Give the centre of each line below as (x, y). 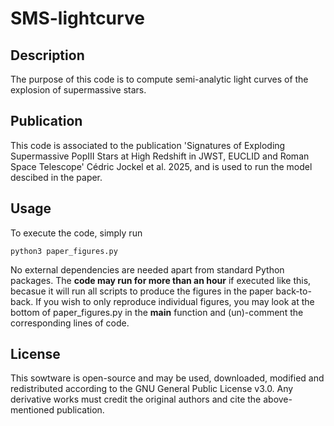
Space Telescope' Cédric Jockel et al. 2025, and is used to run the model (161, 166)
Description (47, 55)
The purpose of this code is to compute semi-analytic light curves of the (159, 79)
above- (278, 399)
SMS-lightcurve (77, 18)
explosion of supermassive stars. (78, 90)
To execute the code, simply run (76, 233)
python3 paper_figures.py (64, 251)
